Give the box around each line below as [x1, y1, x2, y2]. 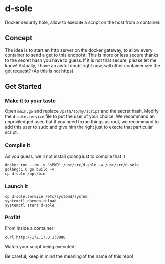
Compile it [5, 142, 31, 149]
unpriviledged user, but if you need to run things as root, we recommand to [5, 119, 159, 125]
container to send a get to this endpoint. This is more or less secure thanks [5, 52, 159, 58]
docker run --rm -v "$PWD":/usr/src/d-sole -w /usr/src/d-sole [5, 162, 139, 167]
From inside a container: [5, 225, 55, 231]
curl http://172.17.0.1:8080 [5, 235, 66, 240]
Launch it [5, 183, 28, 190]
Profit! [5, 214, 21, 221]
